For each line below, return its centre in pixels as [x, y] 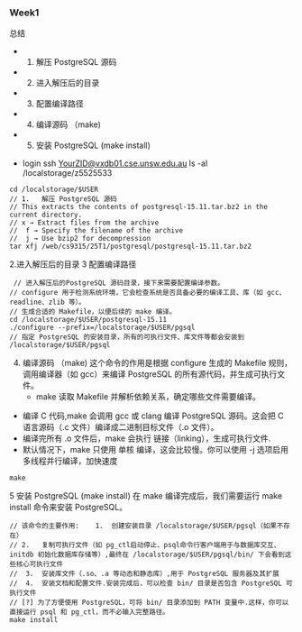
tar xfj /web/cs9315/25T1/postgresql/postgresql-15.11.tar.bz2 [131, 247]
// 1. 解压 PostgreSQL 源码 [63, 199]
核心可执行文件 [40, 564]
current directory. [46, 215]
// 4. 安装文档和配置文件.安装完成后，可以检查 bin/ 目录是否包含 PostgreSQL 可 [151, 583]
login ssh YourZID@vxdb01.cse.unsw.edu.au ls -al [115, 163]
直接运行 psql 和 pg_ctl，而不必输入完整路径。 [89, 612]
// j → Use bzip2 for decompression [80, 239]
